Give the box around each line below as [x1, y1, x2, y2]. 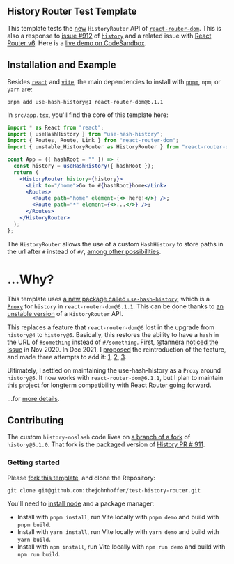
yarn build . [17, 535, 51, 543]
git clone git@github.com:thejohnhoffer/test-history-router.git [7, 487, 201, 494]
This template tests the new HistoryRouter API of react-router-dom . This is [7, 24, 221, 32]
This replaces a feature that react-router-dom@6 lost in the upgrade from [7, 323, 214, 331]
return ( [13, 169, 39, 176]
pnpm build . [17, 520, 51, 528]
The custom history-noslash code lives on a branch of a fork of [7, 433, 191, 441]
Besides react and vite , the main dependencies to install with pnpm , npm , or [7, 77, 221, 86]
